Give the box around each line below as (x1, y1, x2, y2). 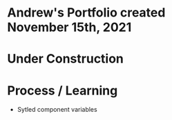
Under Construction (7, 51, 124, 67)
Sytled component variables (17, 106, 98, 114)
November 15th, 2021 (7, 19, 132, 35)
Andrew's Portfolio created (7, 5, 166, 21)
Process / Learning (7, 83, 118, 98)
